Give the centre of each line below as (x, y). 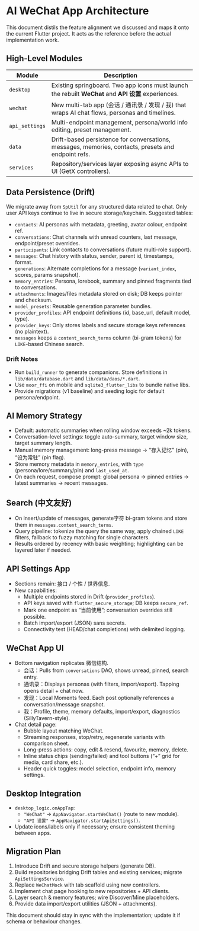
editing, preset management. (91, 130)
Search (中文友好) (39, 503)
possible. (35, 617)
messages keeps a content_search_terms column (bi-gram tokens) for (98, 337)
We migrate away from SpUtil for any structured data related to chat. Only (97, 206)
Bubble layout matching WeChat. (63, 731)
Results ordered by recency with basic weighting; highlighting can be (99, 544)
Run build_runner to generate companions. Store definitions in (91, 372)
